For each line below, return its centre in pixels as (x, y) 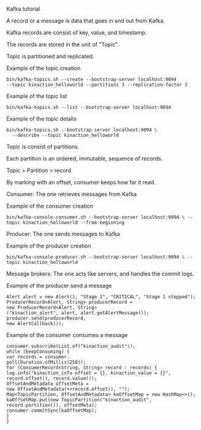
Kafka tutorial (23, 9)
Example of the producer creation (49, 246)
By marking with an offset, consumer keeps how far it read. (81, 182)
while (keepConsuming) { (38, 352)
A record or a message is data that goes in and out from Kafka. (86, 21)
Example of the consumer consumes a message (67, 335)
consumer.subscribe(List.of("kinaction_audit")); (71, 346)
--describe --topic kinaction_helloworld (66, 135)
